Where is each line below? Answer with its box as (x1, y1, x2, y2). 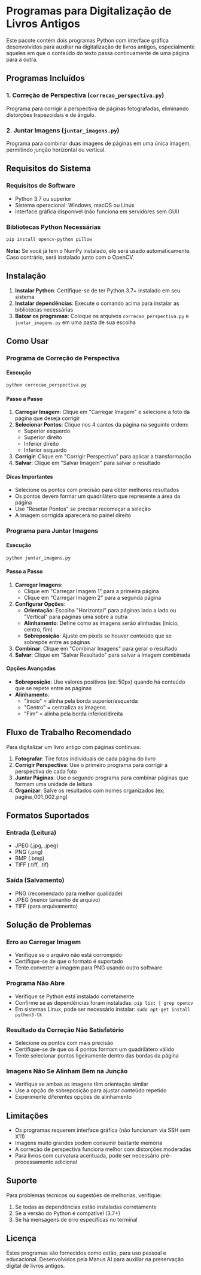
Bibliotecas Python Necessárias (6, 223, 101, 231)
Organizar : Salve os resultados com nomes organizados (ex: (14, 787, 165, 794)
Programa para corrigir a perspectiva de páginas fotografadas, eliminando (6, 105, 190, 112)
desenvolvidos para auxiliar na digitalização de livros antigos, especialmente (6, 43, 195, 50)
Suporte (6, 1176, 37, 1186)
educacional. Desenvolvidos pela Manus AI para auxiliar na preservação (6, 1255, 184, 1262)
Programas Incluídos (6, 73, 85, 83)
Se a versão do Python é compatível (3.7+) (14, 1209, 121, 1217)
